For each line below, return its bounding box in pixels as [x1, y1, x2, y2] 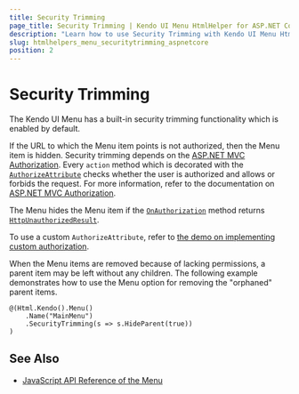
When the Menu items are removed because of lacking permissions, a [9, 259, 266, 269]
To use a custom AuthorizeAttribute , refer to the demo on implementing [9, 232, 276, 243]
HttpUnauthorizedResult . [9, 214, 100, 225]
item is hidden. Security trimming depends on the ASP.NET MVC [9, 150, 246, 161]
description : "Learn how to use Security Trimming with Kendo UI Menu [9, 29, 277, 38]
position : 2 [9, 46, 53, 55]
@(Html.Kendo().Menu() [9, 304, 93, 313]
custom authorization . [9, 241, 90, 252]
